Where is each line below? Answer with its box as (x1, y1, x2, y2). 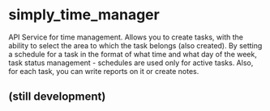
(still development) (8, 90, 106, 104)
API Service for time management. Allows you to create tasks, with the (8, 32, 243, 42)
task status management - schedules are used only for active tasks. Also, (8, 58, 254, 68)
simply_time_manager (8, 6, 160, 24)
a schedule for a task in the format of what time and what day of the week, (8, 49, 257, 59)
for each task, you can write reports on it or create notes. (8, 66, 199, 76)
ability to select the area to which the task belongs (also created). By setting (8, 40, 263, 50)
